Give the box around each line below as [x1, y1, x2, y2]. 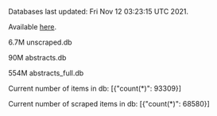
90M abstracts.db [8, 53, 67, 62]
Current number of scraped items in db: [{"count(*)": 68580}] [8, 99, 211, 108]
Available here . [8, 22, 57, 31]
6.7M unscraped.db [8, 37, 73, 47]
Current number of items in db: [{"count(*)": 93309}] [8, 83, 181, 93]
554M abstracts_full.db [8, 68, 84, 78]
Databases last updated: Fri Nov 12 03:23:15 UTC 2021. [8, 7, 189, 16]
